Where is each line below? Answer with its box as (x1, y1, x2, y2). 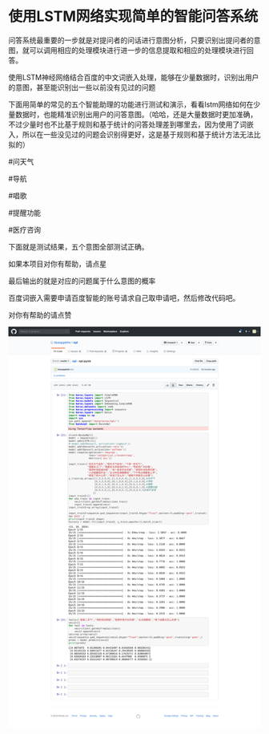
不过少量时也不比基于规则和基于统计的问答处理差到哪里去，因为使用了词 (8, 120, 247, 129)
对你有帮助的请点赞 (8, 310, 72, 319)
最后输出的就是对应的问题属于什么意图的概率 (8, 276, 156, 286)
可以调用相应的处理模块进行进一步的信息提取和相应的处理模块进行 (29, 45, 247, 55)
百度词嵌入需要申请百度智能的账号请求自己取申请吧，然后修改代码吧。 (8, 293, 240, 302)
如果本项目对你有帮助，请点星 (8, 258, 106, 269)
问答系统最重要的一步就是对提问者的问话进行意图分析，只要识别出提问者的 (8, 35, 254, 45)
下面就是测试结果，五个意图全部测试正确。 (8, 241, 149, 251)
